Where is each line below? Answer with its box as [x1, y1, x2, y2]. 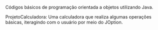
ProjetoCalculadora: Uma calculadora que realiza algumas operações [5, 14, 152, 19]
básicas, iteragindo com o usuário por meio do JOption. [5, 19, 123, 25]
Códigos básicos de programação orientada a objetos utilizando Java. [5, 4, 153, 10]
